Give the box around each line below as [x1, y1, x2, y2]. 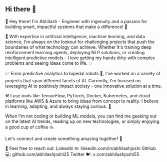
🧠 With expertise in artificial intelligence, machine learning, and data [5, 33, 145, 39]
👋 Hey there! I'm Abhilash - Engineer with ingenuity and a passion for [5, 18, 147, 24]
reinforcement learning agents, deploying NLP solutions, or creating [5, 49, 145, 55]
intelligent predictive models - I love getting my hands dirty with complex [5, 55, 155, 61]
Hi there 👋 [5, 5, 36, 14]
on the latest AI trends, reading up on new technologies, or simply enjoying [5, 118, 159, 124]
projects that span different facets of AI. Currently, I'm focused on [5, 77, 141, 83]
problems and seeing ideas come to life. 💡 [5, 60, 92, 66]
